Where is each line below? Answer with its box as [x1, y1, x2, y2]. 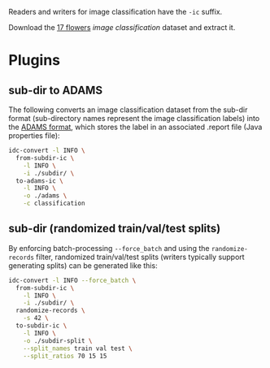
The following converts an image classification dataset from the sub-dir [8, 105, 248, 115]
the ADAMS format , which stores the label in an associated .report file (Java [8, 122, 263, 132]
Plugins [8, 51, 61, 70]
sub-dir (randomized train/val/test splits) [8, 222, 221, 236]
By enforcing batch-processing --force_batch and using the [8, 243, 210, 253]
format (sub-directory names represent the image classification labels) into [8, 114, 260, 123]
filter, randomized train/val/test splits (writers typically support [36, 252, 246, 262]
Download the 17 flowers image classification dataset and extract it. [8, 23, 236, 32]
